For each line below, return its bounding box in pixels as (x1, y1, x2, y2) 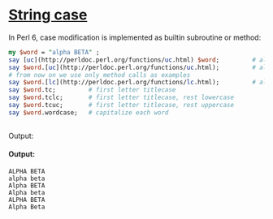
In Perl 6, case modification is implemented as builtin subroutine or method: (8, 32, 262, 42)
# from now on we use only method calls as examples (8, 71, 191, 79)
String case (8, 6, 88, 24)
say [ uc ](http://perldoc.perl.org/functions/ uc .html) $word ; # (8, 55, 256, 64)
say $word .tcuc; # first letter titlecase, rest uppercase (8, 101, 234, 109)
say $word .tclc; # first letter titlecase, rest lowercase (8, 93, 234, 102)
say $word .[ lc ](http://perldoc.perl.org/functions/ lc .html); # (8, 79, 256, 87)
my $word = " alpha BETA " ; (8, 48, 100, 56)
